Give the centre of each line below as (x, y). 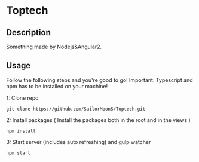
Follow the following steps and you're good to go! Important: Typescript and (99, 80)
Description (28, 33)
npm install (21, 131)
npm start (19, 153)
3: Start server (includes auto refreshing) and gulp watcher (79, 142)
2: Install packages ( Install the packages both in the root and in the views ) (99, 120)
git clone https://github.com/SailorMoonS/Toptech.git (76, 109)
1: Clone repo (22, 98)
